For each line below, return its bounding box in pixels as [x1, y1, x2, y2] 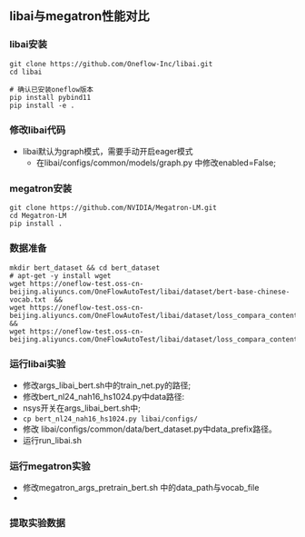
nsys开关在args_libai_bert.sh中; [22, 403, 141, 413]
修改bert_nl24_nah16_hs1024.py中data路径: [22, 391, 185, 402]
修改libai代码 [9, 124, 66, 136]
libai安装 [9, 38, 47, 51]
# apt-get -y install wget [9, 271, 112, 280]
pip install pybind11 [9, 93, 92, 102]
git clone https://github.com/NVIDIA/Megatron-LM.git [9, 204, 218, 213]
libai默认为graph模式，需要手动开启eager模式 [22, 145, 193, 156]
